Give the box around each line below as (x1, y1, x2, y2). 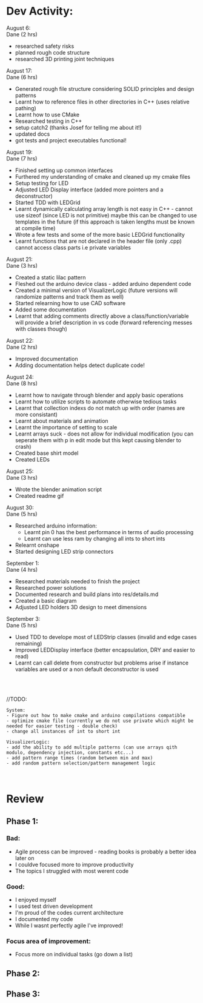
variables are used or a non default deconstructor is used (15, 665, 159, 673)
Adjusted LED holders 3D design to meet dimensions (15, 603, 147, 611)
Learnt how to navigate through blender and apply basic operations (15, 391, 184, 399)
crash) (15, 443, 32, 450)
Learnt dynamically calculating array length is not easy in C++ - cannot (15, 205, 193, 213)
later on (15, 854, 35, 861)
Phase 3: (6, 989, 41, 999)
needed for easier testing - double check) (6, 723, 118, 729)
